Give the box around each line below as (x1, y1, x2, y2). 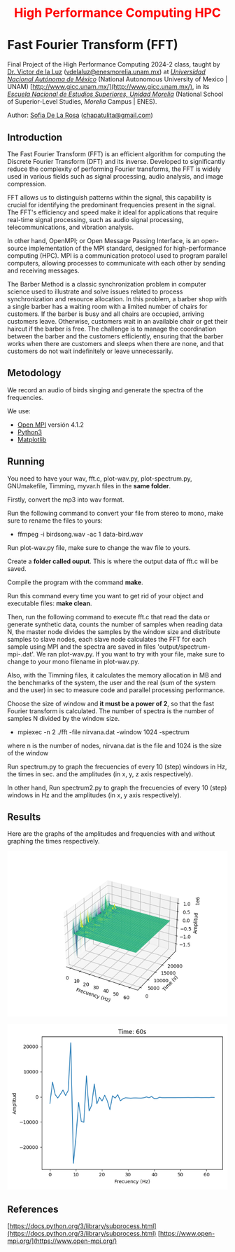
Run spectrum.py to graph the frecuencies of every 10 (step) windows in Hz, (7, 762, 227, 771)
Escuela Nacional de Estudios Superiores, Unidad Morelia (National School (7, 90, 224, 99)
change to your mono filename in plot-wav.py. (7, 657, 140, 666)
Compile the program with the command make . (7, 578, 143, 586)
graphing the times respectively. (7, 837, 100, 846)
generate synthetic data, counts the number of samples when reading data (7, 620, 223, 628)
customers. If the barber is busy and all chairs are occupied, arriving (7, 310, 205, 318)
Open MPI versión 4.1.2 (17, 420, 84, 429)
